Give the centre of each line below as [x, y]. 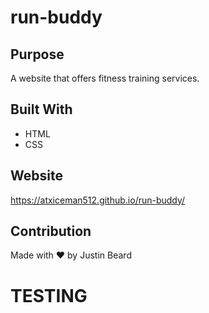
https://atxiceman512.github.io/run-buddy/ [98, 200]
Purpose [37, 54]
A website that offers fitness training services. [105, 78]
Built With [41, 109]
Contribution [51, 231]
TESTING [49, 295]
